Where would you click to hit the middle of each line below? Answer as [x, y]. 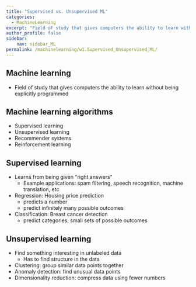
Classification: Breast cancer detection [61, 215]
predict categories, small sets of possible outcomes [85, 220]
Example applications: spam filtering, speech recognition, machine [103, 183]
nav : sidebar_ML [36, 44]
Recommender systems [43, 139]
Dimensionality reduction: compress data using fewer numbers [90, 278]
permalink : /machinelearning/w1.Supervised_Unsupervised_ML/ [82, 50]
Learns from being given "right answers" [63, 177]
